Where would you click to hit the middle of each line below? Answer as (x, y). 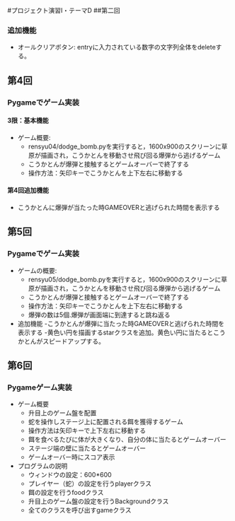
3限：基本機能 (28, 121)
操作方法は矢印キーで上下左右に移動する (87, 431)
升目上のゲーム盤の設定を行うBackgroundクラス (98, 501)
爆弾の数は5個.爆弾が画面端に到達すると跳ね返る (99, 315)
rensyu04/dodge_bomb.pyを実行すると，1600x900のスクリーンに (125, 146)
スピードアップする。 (73, 341)
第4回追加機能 (28, 190)
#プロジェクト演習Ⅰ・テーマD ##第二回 (64, 10)
